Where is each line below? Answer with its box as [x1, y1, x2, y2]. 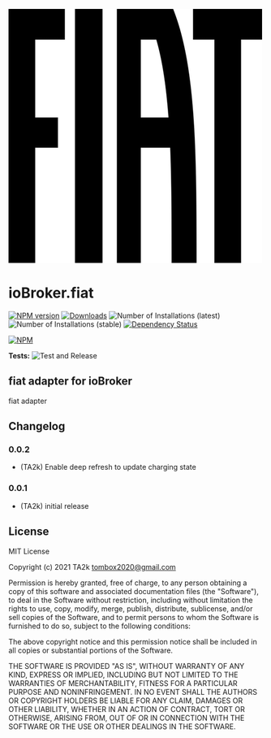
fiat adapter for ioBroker [8, 375, 132, 389]
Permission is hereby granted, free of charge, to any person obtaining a [8, 578, 247, 588]
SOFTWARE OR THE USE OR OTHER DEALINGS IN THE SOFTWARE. [8, 721, 236, 731]
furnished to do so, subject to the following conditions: [8, 621, 191, 631]
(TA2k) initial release [19, 501, 89, 510]
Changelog [8, 419, 66, 433]
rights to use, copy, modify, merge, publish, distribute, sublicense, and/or [8, 603, 253, 614]
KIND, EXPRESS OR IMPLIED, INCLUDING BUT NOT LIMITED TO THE [8, 670, 239, 679]
